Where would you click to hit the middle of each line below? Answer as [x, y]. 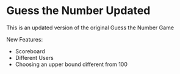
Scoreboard [30, 51]
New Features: [25, 39]
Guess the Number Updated [78, 11]
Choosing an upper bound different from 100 [71, 64]
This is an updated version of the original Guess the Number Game [90, 28]
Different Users [34, 57]
